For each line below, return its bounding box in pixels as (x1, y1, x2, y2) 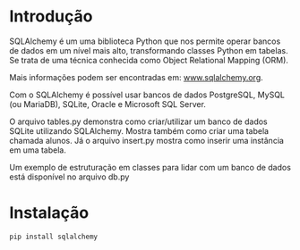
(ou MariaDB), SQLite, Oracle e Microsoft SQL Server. (9, 98, 206, 109)
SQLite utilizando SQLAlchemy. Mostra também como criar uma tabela (9, 125, 270, 136)
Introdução (9, 6, 93, 27)
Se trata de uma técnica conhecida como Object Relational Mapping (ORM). (9, 54, 289, 65)
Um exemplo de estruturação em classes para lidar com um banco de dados (9, 162, 291, 172)
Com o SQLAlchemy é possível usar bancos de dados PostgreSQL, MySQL (9, 89, 285, 100)
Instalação (9, 203, 90, 223)
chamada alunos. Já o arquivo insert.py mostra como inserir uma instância (9, 135, 285, 146)
